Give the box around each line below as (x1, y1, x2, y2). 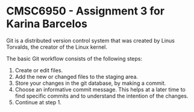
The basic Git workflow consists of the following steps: (6, 55, 143, 62)
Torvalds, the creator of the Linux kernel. (6, 43, 107, 51)
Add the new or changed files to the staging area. (14, 73, 139, 80)
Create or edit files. (14, 66, 63, 73)
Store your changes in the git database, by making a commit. (14, 79, 166, 87)
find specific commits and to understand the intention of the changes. (14, 92, 189, 99)
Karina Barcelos (6, 17, 87, 31)
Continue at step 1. (14, 98, 61, 106)
